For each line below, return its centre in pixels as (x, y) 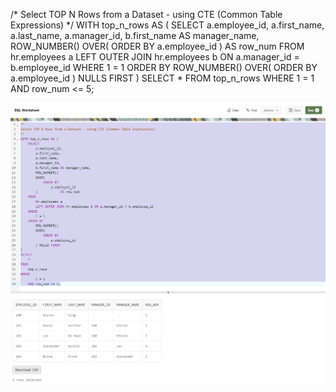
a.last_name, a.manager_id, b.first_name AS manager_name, (135, 35)
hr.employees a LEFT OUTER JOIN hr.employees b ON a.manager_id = (155, 57)
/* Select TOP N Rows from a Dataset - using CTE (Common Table (146, 14)
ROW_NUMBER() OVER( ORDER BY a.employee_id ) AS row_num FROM (157, 46)
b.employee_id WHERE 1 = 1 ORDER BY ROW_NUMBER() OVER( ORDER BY (164, 67)
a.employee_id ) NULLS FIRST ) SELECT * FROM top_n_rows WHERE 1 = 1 (162, 78)
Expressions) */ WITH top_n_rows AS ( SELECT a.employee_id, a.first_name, (167, 25)
